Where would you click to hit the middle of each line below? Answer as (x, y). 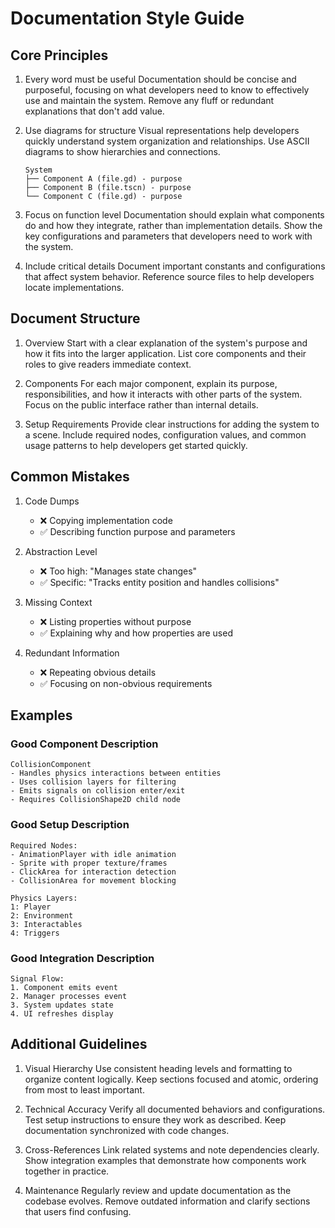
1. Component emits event (64, 987)
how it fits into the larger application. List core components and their (165, 353)
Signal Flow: (37, 978)
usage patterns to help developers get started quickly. (136, 445)
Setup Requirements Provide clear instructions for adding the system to (172, 424)
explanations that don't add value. (94, 111)
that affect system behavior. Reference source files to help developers (169, 276)
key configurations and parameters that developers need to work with (168, 236)
